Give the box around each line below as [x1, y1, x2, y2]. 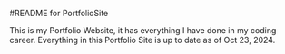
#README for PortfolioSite [9, 8, 109, 18]
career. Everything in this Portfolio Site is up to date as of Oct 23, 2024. [9, 35, 276, 45]
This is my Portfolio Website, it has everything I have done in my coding [9, 25, 277, 35]
